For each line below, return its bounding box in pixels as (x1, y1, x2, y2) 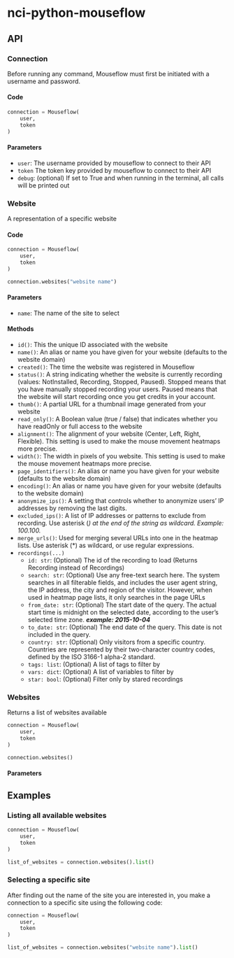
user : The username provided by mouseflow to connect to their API (17, 159, 211, 167)
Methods (7, 325, 34, 333)
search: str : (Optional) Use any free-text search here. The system (27, 571, 220, 579)
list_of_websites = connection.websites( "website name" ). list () (7, 944, 198, 951)
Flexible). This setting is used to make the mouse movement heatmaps (17, 437, 221, 446)
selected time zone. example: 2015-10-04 (27, 616, 151, 624)
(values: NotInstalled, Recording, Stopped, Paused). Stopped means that (17, 378, 226, 386)
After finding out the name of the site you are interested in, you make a (7, 891, 211, 899)
